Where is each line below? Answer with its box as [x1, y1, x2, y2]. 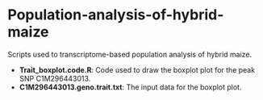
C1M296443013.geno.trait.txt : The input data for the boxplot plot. [19, 82, 242, 92]
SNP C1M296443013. [19, 73, 91, 83]
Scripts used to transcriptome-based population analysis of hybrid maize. [7, 49, 253, 59]
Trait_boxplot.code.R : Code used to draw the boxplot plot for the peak [19, 65, 256, 74]
